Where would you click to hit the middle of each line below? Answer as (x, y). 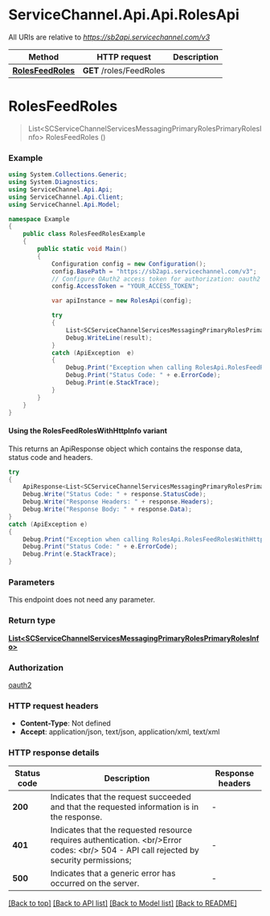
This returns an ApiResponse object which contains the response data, (125, 449)
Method (43, 56)
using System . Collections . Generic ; (68, 175)
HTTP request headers (53, 705)
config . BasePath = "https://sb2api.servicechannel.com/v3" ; (154, 271)
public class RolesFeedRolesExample (84, 234)
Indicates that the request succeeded (121, 797)
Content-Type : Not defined (65, 723)
